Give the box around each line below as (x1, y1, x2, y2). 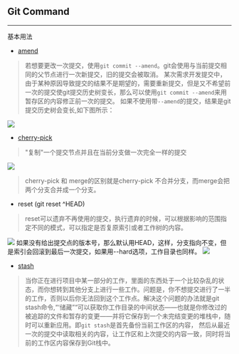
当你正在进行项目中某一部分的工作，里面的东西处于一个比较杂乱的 (24, 276, 218, 284)
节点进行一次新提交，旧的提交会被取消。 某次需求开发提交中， (43, 70, 226, 78)
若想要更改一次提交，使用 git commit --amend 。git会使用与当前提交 (24, 61, 221, 70)
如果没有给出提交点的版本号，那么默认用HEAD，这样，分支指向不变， (16, 238, 221, 246)
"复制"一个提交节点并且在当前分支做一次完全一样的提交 (24, 147, 187, 156)
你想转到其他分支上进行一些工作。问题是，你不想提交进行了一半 (43, 285, 231, 293)
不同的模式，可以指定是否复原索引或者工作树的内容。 (31, 223, 187, 231)
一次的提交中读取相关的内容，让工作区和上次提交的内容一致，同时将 (24, 329, 225, 338)
